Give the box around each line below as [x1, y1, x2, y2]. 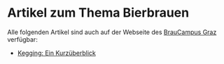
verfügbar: [7, 35, 38, 43]
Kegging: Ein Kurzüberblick [17, 49, 96, 57]
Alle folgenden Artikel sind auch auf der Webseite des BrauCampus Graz [7, 28, 217, 36]
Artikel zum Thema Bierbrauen [7, 5, 190, 21]
